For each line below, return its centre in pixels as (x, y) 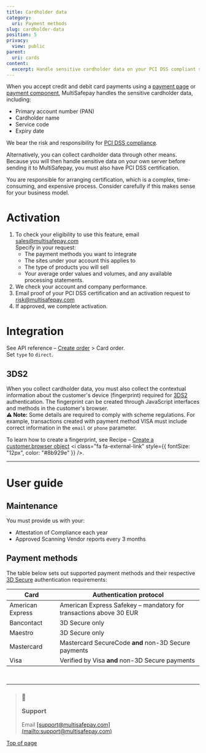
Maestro (21, 633)
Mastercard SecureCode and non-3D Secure (125, 643)
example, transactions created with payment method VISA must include (97, 422)
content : (17, 63)
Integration (35, 331)
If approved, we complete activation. (61, 306)
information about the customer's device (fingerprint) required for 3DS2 (97, 395)
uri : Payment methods (40, 23)
